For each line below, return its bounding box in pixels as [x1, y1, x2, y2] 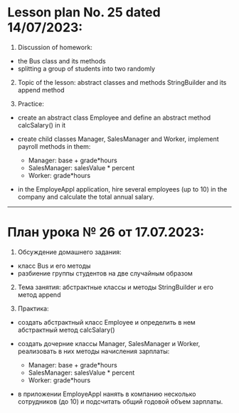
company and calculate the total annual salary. [17, 192, 154, 201]
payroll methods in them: [17, 142, 91, 150]
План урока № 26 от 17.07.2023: [7, 224, 205, 241]
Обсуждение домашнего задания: [17, 247, 122, 256]
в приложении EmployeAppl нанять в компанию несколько [17, 390, 196, 398]
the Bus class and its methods [17, 56, 106, 65]
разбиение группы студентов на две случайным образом [17, 268, 193, 278]
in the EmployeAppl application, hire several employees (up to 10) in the [17, 184, 228, 193]
